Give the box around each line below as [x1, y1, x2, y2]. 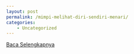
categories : [6, 19, 36, 25]
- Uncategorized [17, 25, 58, 31]
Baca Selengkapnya [6, 41, 55, 48]
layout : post [6, 8, 39, 15]
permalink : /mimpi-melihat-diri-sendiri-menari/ [6, 14, 129, 20]
